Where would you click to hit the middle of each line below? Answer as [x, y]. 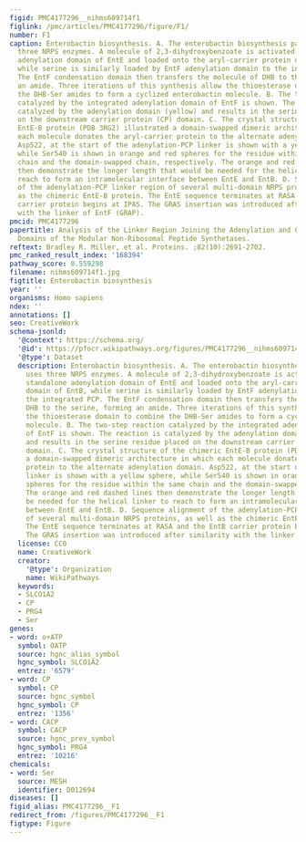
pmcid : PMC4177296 [44, 221]
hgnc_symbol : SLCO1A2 [59, 662]
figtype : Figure [40, 824]
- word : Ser [32, 773]
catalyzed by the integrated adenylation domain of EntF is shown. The [157, 103]
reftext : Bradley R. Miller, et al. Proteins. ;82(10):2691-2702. [138, 247]
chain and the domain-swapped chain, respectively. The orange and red [157, 162]
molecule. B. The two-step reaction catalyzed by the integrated [153, 425]
